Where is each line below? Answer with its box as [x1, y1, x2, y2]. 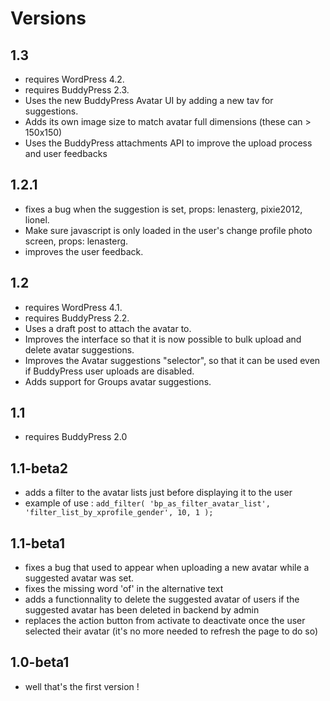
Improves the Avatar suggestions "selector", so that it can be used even [24, 354, 321, 366]
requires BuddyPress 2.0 [24, 431, 128, 443]
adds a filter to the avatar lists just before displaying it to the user [24, 487, 293, 499]
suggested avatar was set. [24, 572, 135, 584]
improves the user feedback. [24, 245, 144, 257]
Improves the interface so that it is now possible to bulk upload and [24, 333, 302, 345]
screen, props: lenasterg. [24, 235, 129, 247]
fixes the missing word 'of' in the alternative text [24, 583, 224, 595]
